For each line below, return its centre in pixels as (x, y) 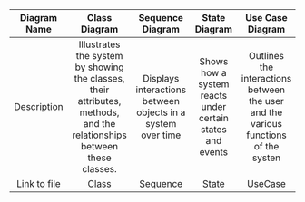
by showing (99, 67)
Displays (161, 78)
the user (266, 101)
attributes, (99, 101)
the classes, (99, 78)
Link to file (39, 183)
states (214, 129)
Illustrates (99, 44)
